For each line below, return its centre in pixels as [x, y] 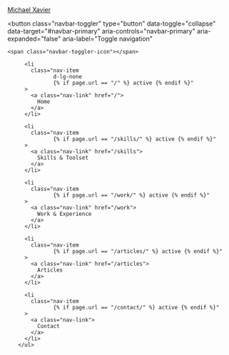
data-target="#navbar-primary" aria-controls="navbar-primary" [101, 31]
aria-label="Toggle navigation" [108, 38]
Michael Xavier [29, 10]
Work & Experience [64, 214]
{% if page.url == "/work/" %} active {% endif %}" [132, 195]
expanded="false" [34, 38]
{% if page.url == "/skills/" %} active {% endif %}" [134, 139]
